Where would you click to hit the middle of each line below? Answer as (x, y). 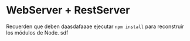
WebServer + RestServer (68, 10)
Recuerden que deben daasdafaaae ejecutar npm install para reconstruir (95, 26)
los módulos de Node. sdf (37, 32)
